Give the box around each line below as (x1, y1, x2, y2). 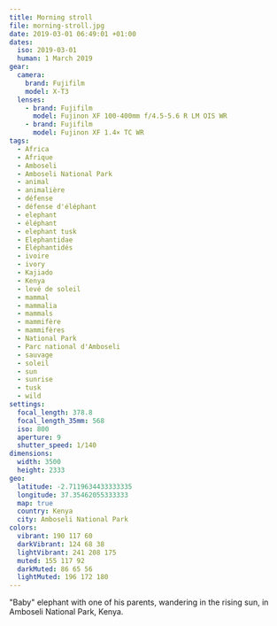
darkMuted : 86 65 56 (17, 564, 93, 574)
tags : (9, 136, 29, 145)
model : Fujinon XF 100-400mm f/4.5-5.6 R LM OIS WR (32, 112, 227, 120)
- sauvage (17, 351, 53, 359)
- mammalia (17, 301, 58, 310)
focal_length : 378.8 (17, 408, 93, 417)
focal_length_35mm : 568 (17, 416, 104, 425)
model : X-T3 (25, 87, 69, 96)
